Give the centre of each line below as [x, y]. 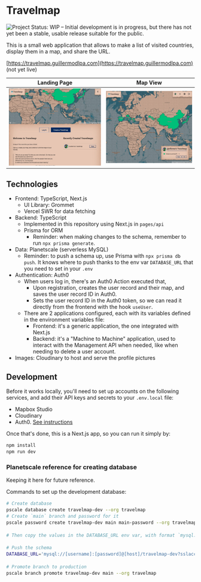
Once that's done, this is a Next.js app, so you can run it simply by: [88, 434]
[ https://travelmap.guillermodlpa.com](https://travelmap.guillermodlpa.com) [100, 63]
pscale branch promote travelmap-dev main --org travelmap [81, 573]
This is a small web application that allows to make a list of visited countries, [100, 45]
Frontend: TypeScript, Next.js [51, 199]
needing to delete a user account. [74, 352]
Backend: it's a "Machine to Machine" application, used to [104, 339]
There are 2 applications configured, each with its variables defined [107, 313]
